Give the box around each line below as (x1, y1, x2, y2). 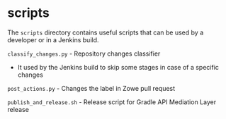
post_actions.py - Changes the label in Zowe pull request (7, 84, 176, 92)
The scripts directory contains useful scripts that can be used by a (7, 28, 204, 37)
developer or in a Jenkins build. (7, 35, 99, 44)
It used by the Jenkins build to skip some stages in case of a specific (17, 63, 220, 71)
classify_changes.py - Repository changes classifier (7, 49, 161, 58)
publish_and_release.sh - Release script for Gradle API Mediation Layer (7, 97, 217, 106)
